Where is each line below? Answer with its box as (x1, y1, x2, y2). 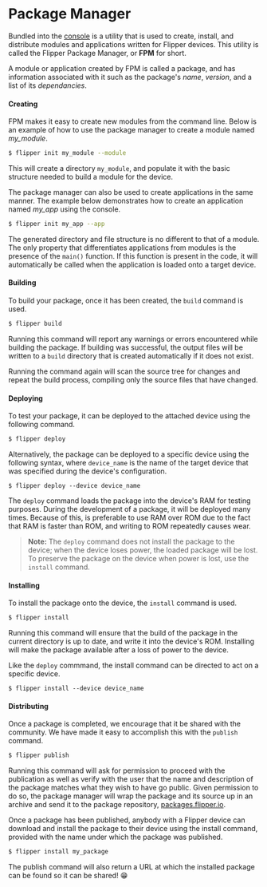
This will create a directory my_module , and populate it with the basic (8, 164, 230, 173)
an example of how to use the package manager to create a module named (8, 125, 255, 135)
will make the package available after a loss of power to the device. (8, 645, 230, 655)
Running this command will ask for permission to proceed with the (8, 766, 226, 775)
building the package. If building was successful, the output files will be (8, 343, 243, 352)
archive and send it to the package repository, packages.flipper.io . (8, 800, 226, 810)
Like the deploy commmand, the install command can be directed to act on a (8, 660, 259, 671)
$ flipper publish (8, 751, 69, 759)
